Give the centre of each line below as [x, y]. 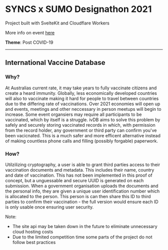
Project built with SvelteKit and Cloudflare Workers [57, 23]
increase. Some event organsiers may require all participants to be [73, 114]
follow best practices [34, 242]
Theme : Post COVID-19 [29, 42]
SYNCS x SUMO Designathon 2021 [78, 9]
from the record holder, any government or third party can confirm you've [81, 130]
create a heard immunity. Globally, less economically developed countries [81, 93]
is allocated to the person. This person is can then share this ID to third [78, 196]
